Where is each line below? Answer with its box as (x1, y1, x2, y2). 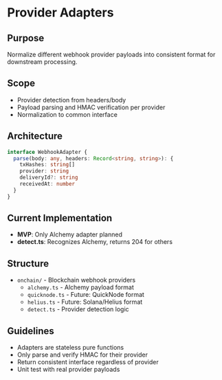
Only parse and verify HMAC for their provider (16, 350, 148, 359)
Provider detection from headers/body (16, 96, 126, 104)
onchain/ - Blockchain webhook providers (16, 276, 136, 284)
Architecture (7, 131, 63, 142)
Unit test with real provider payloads (16, 366, 120, 374)
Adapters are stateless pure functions (16, 344, 124, 352)
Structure (7, 258, 49, 269)
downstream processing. (7, 58, 78, 66)
